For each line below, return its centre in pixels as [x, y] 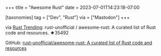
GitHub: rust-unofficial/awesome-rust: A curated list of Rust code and [79, 43]
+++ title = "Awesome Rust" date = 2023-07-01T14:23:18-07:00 [73, 7]
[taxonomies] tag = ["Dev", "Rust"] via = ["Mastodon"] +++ [67, 17]
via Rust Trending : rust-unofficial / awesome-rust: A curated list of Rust [81, 27]
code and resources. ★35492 [37, 33]
